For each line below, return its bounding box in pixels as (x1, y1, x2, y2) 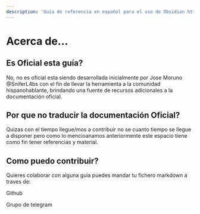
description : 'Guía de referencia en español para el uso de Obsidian (6, 8, 185, 15)
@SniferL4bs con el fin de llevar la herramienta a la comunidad (6, 80, 161, 87)
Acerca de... (6, 34, 68, 48)
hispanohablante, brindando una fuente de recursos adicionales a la (6, 86, 173, 94)
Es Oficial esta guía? (6, 58, 83, 69)
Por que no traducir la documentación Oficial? (6, 110, 180, 120)
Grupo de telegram (6, 201, 52, 209)
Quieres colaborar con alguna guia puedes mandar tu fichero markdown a (6, 172, 187, 179)
